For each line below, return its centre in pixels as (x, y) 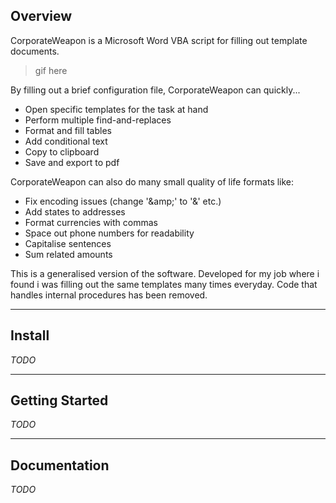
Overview (41, 16)
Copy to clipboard (62, 151)
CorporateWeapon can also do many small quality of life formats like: (152, 181)
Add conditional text (66, 141)
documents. (35, 51)
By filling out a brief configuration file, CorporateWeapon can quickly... (155, 90)
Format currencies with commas (91, 222)
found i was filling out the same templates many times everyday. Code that (164, 284)
